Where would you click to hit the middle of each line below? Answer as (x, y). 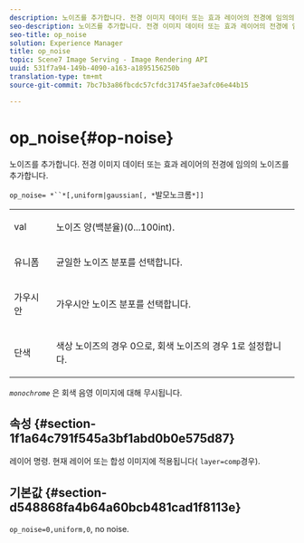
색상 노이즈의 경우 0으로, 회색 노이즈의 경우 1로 (151, 346)
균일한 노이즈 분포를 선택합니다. (119, 262)
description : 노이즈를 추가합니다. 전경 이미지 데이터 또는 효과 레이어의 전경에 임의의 (152, 18)
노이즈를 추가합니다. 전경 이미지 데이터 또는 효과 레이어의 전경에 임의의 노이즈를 (149, 164)
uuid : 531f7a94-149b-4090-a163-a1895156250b (95, 69)
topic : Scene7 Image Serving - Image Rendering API (109, 60)
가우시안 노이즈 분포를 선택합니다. (123, 304)
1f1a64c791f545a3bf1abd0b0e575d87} (122, 438)
